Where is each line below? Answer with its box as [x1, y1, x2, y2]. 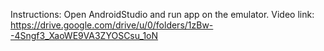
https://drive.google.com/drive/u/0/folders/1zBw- [10, 19, 214, 31]
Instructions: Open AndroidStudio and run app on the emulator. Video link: [10, 9, 315, 20]
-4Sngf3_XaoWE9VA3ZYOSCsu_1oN [10, 30, 159, 41]
